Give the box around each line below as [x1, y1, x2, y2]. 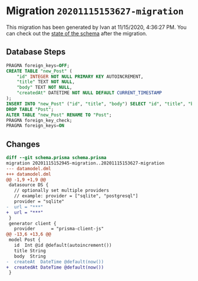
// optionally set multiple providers [14, 187, 110, 194]
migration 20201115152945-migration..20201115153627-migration [6, 160, 165, 166]
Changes [6, 139, 40, 149]
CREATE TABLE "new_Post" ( [6, 68, 72, 74]
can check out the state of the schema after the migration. [6, 29, 147, 37]
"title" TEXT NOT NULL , [16, 79, 75, 85]
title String [14, 247, 46, 254]
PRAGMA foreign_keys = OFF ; [6, 62, 70, 68]
